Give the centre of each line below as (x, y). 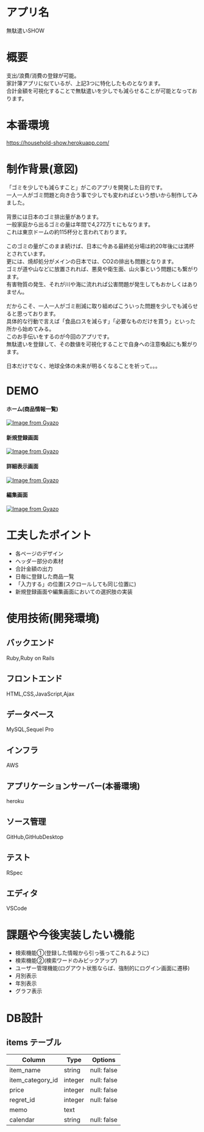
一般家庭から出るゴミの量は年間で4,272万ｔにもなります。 (80, 224)
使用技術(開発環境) (53, 618)
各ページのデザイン (39, 553)
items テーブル (34, 1042)
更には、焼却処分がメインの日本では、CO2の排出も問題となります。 (92, 261)
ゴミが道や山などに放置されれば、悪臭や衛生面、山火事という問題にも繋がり (102, 269)
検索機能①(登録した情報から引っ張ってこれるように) (82, 953)
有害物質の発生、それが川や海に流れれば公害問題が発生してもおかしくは (97, 284)
